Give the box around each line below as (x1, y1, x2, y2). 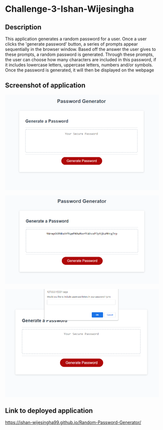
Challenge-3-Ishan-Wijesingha (5, 3, 134, 15)
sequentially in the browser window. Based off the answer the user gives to (5, 47, 156, 52)
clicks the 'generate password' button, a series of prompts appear (5, 41, 138, 47)
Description (5, 23, 41, 31)
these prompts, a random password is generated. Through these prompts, (5, 51, 154, 57)
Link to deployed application (5, 406, 93, 415)
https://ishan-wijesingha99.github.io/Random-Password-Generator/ (5, 420, 142, 426)
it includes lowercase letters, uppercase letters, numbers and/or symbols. (5, 62, 153, 68)
